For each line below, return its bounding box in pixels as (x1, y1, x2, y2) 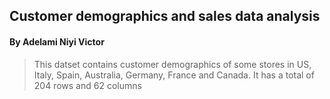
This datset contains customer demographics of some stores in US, (33, 58, 312, 70)
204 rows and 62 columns (33, 79, 142, 91)
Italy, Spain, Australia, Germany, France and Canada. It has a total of (33, 69, 315, 81)
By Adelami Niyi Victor (9, 35, 105, 48)
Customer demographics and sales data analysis (9, 8, 321, 25)
